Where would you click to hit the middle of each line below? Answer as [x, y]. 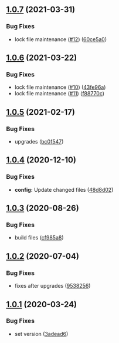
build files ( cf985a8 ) [39, 238]
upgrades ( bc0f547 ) [39, 142]
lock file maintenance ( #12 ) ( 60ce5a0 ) [61, 39]
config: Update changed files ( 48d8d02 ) [64, 189]
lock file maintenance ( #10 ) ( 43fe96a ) [60, 87]
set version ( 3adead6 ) [41, 334]
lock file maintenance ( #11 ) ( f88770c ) [59, 94]
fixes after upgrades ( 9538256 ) [52, 286]
